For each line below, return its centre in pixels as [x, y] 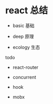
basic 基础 [23, 25]
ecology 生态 [26, 47]
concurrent [24, 77]
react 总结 [27, 10]
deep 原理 [23, 36]
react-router [25, 67]
